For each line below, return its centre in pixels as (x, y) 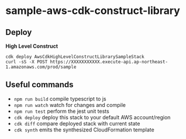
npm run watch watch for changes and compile (70, 105)
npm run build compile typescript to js (60, 99)
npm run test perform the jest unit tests (61, 111)
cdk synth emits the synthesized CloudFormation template (84, 130)
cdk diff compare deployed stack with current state (77, 123)
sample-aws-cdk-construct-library (93, 11)
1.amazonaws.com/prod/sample (41, 67)
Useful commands (39, 85)
